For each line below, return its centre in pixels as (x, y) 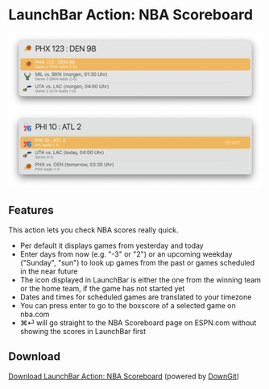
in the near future (49, 271)
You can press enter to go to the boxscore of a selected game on (128, 305)
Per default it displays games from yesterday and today (112, 245)
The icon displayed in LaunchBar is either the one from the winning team (141, 279)
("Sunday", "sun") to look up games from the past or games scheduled (137, 262)
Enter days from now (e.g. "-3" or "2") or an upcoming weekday (126, 254)
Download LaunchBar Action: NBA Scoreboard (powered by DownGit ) (124, 376)
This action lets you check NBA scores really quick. (93, 230)
